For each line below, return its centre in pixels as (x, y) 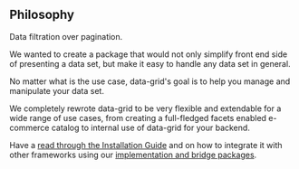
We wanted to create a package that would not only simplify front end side (149, 54)
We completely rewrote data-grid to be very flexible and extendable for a (145, 108)
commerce (29, 127)
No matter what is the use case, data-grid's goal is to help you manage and (150, 81)
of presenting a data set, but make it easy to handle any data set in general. (150, 63)
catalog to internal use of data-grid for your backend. (151, 127)
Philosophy (42, 15)
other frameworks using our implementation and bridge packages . (133, 155)
